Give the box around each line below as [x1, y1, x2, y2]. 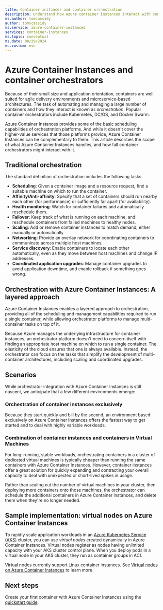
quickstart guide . [5, 599, 39, 605]
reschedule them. [12, 209, 48, 215]
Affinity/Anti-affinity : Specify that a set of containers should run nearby [12, 193, 158, 200]
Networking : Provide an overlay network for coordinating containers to [12, 235, 154, 241]
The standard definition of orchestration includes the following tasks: [5, 174, 143, 180]
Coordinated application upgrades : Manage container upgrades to [12, 261, 147, 267]
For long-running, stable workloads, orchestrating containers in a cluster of [5, 451, 155, 458]
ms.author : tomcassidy [5, 16, 51, 21]
